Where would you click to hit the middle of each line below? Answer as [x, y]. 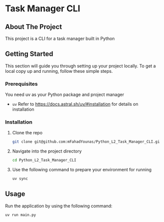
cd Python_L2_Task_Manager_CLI [44, 160]
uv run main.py [21, 215]
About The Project [34, 27]
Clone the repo [27, 133]
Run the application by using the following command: [59, 206]
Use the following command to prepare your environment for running [82, 170]
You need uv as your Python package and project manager [65, 95]
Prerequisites [21, 84]
